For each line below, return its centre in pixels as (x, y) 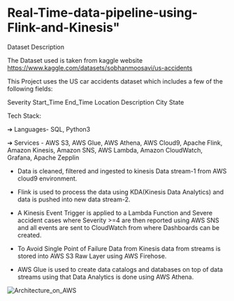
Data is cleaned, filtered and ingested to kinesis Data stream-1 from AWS (122, 171)
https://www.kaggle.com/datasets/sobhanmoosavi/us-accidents (100, 68)
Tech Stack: (24, 116)
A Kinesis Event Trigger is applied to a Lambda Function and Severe (115, 213)
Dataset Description (36, 47)
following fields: (30, 88)
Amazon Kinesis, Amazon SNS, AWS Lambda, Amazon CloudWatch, (105, 150)
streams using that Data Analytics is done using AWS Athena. (105, 277)
